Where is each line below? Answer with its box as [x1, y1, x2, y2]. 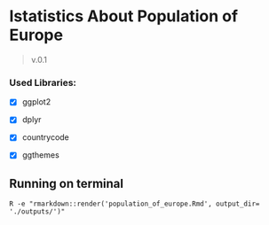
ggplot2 [21, 97, 51, 107]
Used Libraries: [9, 76, 77, 89]
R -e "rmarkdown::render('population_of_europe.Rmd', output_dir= [9, 199, 260, 209]
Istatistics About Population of [9, 6, 238, 27]
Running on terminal [9, 175, 124, 191]
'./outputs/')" [9, 207, 66, 216]
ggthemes [21, 150, 59, 160]
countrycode [21, 132, 69, 143]
